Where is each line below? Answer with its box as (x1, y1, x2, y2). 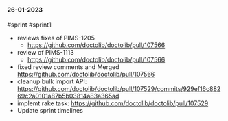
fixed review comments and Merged (16, 63, 119, 71)
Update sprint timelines (16, 107, 84, 115)
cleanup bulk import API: (16, 77, 87, 85)
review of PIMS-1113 (16, 49, 74, 57)
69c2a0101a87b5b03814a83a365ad (16, 92, 119, 100)
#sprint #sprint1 (7, 21, 52, 29)
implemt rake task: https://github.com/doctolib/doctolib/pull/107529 (16, 99, 209, 107)
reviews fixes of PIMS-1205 (16, 34, 95, 42)
